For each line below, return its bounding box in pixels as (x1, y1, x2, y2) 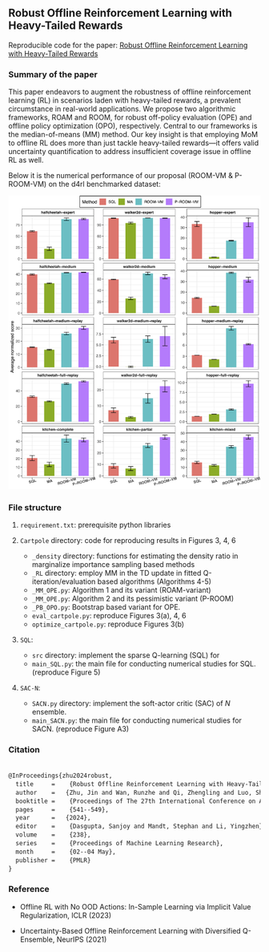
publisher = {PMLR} (15, 856, 91, 865)
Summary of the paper (8, 68, 98, 79)
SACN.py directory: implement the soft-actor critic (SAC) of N (31, 698, 231, 708)
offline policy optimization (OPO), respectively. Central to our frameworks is (8, 121, 258, 131)
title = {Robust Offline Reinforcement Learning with (15, 780, 224, 788)
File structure (8, 501, 62, 512)
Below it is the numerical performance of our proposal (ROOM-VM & (8, 171, 234, 180)
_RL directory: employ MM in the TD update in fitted (31, 568, 202, 577)
